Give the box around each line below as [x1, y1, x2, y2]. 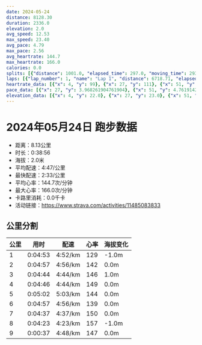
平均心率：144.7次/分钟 [14, 179, 73, 186]
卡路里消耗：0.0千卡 [14, 194, 66, 201]
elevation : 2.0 [6, 25, 44, 32]
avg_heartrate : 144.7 [6, 53, 61, 60]
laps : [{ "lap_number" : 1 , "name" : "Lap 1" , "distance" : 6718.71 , [6, 76, 174, 82]
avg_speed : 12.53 [6, 31, 50, 37]
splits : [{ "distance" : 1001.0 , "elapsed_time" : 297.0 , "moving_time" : [6, 70, 187, 76]
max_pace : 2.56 [6, 48, 44, 54]
